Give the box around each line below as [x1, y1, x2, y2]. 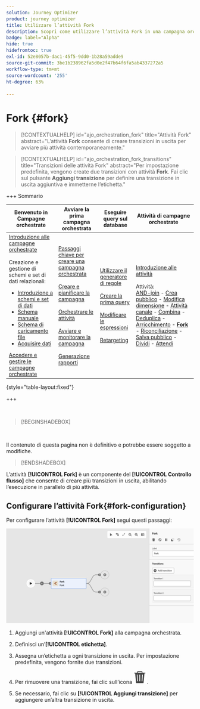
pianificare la [58, 289, 90, 296]
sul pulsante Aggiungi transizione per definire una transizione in [20, 175, 180, 182]
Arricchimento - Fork [136, 321, 189, 328]
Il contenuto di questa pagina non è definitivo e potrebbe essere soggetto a [6, 441, 191, 448]
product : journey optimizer [6, 16, 76, 22]
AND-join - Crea [136, 289, 177, 296]
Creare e [58, 283, 80, 290]
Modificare [99, 311, 127, 318]
